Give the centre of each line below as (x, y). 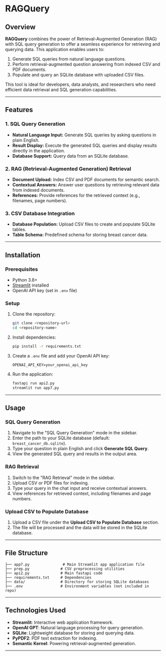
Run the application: (33, 374)
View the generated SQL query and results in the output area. (75, 454)
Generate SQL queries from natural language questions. (69, 59)
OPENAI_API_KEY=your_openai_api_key (50, 365)
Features (19, 110)
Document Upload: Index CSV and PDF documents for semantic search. (86, 179)
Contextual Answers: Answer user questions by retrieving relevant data (86, 184)
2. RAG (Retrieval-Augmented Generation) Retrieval (68, 169)
